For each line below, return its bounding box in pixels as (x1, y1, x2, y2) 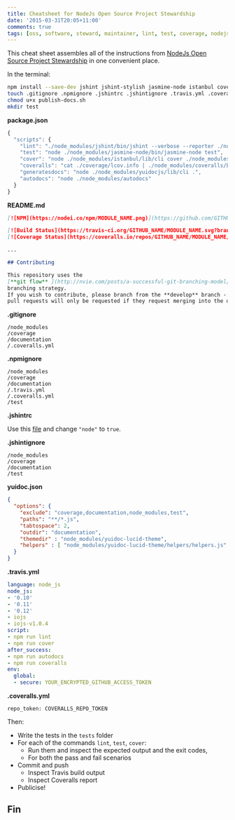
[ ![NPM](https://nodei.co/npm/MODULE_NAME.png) (7, 215, 149, 222)
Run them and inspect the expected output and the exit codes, (27, 746, 208, 754)
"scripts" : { (13, 136, 52, 143)
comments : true (7, 23, 52, 30)
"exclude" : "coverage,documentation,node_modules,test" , (20, 509, 190, 516)
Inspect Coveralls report (27, 776, 98, 784)
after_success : (7, 646, 52, 653)
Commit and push (17, 761, 69, 769)
